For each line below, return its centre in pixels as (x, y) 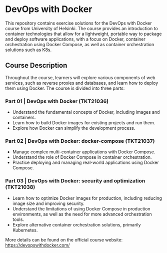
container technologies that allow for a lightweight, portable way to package (83, 34)
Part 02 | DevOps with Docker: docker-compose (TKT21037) (80, 141)
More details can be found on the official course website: (64, 239)
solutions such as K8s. (28, 50)
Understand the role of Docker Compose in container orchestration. (82, 157)
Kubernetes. (25, 230)
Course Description (36, 65)
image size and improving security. (48, 203)
